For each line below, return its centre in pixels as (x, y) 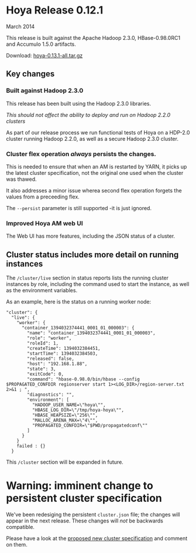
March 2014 (20, 26)
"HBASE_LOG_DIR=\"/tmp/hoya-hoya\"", (78, 410)
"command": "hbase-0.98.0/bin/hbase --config (84, 379)
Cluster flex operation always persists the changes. (81, 154)
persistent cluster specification (84, 498)
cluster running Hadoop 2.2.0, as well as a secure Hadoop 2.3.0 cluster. (92, 139)
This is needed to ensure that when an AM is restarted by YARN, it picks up (97, 166)
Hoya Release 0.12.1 (55, 10)
